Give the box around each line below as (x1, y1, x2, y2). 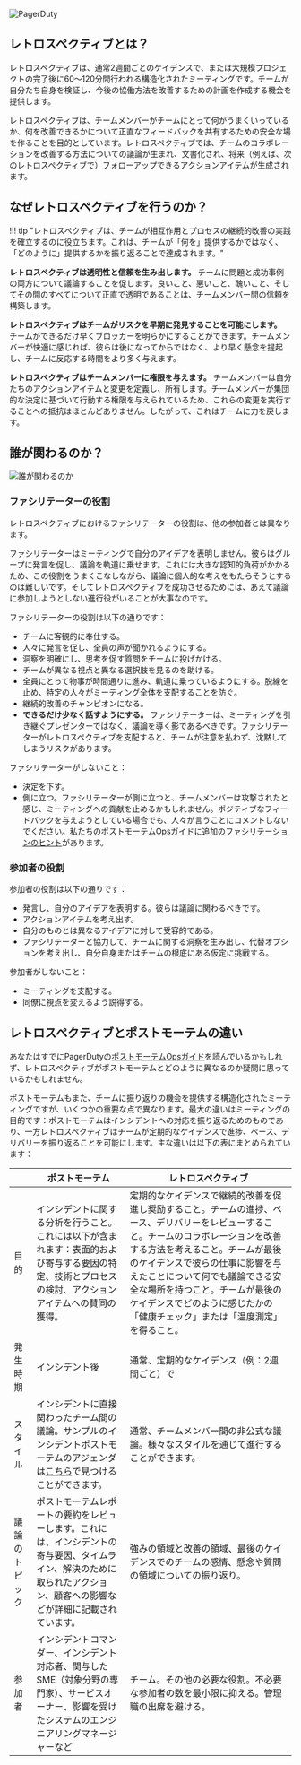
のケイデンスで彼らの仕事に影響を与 (129, 1256, 282, 1268)
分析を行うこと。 (45, 1216, 118, 1228)
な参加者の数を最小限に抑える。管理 (129, 1686, 282, 1699)
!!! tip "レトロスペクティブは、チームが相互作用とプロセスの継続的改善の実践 (9, 225, 291, 236)
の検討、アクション (36, 1283, 117, 1295)
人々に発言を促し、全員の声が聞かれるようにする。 (21, 642, 211, 653)
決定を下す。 (21, 781, 70, 792)
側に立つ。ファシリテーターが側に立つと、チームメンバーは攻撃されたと (21, 792, 289, 802)
